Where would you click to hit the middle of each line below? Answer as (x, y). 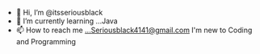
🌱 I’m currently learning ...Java (67, 21)
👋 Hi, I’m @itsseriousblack (59, 12)
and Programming (46, 42)
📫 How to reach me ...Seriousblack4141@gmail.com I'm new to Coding (134, 30)
